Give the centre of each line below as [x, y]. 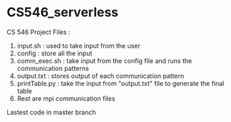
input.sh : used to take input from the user [78, 45]
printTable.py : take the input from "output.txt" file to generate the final [120, 83]
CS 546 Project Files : [38, 32]
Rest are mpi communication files [66, 98]
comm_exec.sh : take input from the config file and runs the [104, 60]
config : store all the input [55, 53]
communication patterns [53, 68]
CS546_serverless [63, 12]
